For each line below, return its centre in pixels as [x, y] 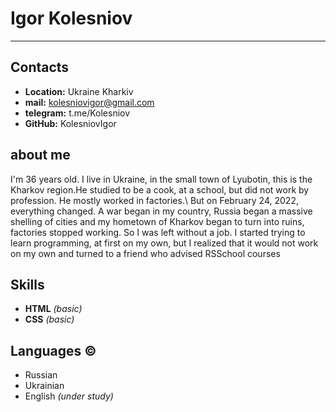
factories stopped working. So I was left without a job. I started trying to [158, 232]
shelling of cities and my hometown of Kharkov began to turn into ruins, [157, 221]
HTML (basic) [53, 309]
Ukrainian [44, 386]
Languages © [53, 350]
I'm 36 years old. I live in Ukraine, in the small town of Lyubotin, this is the [161, 179]
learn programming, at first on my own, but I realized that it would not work [164, 243]
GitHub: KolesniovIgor [70, 123]
